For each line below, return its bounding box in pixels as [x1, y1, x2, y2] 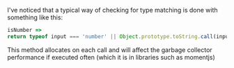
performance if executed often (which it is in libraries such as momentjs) [7, 53, 215, 61]
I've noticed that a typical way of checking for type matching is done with [7, 6, 218, 14]
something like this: [7, 13, 63, 22]
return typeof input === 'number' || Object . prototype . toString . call [7, 33, 214, 40]
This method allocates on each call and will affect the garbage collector [7, 45, 212, 54]
